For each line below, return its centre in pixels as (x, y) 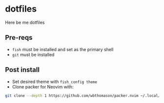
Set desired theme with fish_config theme (55, 82)
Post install (22, 70)
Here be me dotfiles (25, 22)
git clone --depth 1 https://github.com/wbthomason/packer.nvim (72, 96)
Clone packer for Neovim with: (43, 86)
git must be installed (33, 54)
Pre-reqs (19, 38)
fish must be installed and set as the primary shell (63, 49)
